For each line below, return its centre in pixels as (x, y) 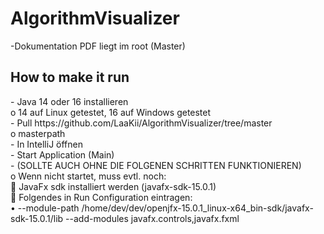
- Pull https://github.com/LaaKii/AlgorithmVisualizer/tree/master (141, 123)
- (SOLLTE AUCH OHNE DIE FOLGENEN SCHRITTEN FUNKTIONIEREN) (156, 165)
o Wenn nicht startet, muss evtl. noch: (88, 176)
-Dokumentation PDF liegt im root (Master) (98, 46)
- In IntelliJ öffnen (46, 144)
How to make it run (70, 77)
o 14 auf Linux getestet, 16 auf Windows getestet (111, 112)
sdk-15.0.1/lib (37, 218)
